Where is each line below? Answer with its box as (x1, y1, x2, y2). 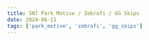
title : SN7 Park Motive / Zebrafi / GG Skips (7, 9, 139, 17)
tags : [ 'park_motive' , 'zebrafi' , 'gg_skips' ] (7, 22, 143, 29)
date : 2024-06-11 (7, 16, 57, 23)
